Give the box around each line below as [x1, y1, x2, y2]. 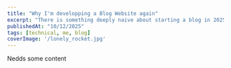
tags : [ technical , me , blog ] [7, 29, 91, 36]
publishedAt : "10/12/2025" [7, 23, 85, 30]
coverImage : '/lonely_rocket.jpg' [7, 36, 107, 43]
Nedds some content [7, 54, 67, 63]
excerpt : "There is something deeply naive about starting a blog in [7, 16, 211, 23]
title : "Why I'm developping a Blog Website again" [7, 10, 158, 17]
